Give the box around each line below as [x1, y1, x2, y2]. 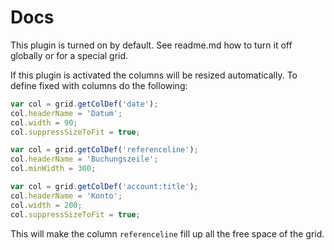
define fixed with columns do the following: [10, 79, 188, 91]
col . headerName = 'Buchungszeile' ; [10, 154, 159, 165]
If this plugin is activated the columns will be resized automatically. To [10, 69, 298, 81]
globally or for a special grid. [10, 49, 129, 61]
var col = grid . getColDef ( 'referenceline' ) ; [10, 145, 199, 155]
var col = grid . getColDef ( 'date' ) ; [10, 99, 159, 109]
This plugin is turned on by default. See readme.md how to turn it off [10, 39, 293, 51]
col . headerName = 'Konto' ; [10, 191, 123, 201]
